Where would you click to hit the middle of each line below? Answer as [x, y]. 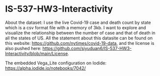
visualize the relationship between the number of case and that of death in [80, 33]
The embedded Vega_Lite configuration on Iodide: [56, 63]
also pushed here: [23, 48]
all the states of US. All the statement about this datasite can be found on [79, 38]
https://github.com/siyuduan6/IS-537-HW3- [87, 48]
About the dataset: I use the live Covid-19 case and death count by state [78, 22]
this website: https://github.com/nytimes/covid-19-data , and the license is [80, 43]
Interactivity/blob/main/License [37, 53]
